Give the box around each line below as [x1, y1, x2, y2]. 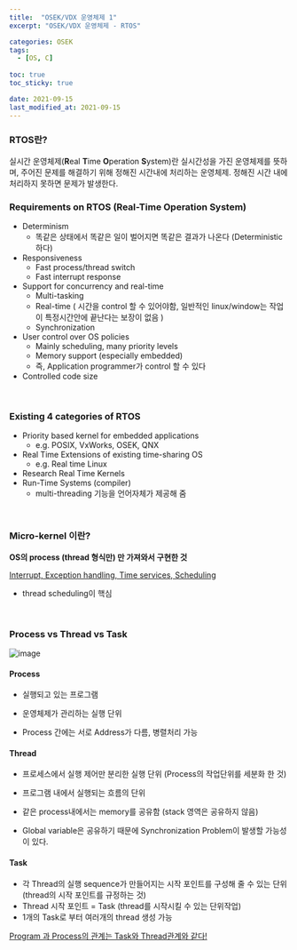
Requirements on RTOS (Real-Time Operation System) [9, 201, 246, 213]
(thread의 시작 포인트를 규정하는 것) [21, 890, 146, 900]
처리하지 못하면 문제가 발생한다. [9, 178, 119, 188]
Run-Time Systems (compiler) [21, 477, 131, 489]
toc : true [9, 70, 46, 80]
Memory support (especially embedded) [35, 350, 184, 361]
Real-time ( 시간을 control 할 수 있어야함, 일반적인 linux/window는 [35, 301, 268, 312]
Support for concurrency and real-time [21, 281, 164, 291]
